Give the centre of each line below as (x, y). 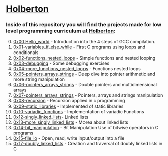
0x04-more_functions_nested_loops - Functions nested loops (77, 69)
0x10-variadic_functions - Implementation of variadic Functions (79, 112)
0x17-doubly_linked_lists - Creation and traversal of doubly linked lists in (88, 144)
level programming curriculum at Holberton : (61, 31)
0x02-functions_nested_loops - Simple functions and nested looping (84, 58)
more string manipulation (39, 79)
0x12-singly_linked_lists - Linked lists (51, 117)
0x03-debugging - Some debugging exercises (61, 63)
